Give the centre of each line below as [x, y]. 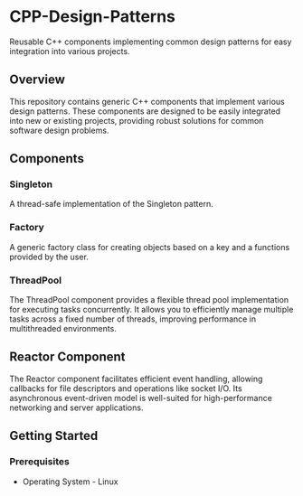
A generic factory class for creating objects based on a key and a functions [150, 247]
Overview [38, 80]
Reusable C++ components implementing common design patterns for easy [151, 42]
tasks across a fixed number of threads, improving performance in [133, 319]
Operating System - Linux [71, 482]
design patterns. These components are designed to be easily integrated [145, 111]
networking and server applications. [76, 407]
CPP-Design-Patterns [93, 17]
